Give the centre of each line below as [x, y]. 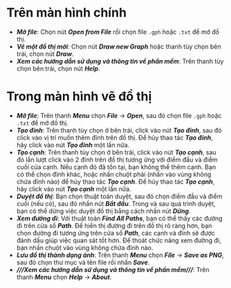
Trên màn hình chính [67, 13]
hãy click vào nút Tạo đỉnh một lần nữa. [73, 145]
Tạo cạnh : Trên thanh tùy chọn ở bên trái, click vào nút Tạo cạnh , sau [116, 152]
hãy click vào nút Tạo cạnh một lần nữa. [74, 189]
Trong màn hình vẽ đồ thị [79, 96]
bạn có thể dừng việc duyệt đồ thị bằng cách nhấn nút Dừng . [103, 211]
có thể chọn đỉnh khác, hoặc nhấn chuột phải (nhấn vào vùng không [114, 174]
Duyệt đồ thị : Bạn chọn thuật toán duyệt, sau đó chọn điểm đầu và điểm [119, 196]
